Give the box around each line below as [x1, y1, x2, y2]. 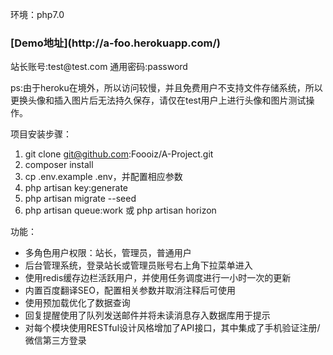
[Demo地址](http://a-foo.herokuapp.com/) [10, 36, 221, 50]
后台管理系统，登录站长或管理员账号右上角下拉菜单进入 [24, 259, 253, 272]
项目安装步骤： [10, 128, 72, 140]
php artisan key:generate [24, 182, 129, 194]
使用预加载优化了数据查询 [24, 297, 131, 309]
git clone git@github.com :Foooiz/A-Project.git [24, 148, 214, 160]
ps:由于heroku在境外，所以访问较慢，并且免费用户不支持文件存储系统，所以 [10, 82, 323, 94]
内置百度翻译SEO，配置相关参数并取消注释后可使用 [24, 284, 236, 297]
